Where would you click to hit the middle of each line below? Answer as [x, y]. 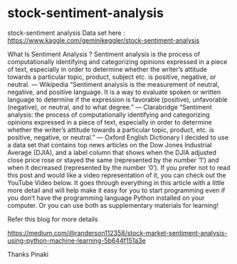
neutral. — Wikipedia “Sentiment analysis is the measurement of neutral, [114, 84]
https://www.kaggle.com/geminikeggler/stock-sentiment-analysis [104, 40]
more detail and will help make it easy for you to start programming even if [116, 190]
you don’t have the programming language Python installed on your [106, 198]
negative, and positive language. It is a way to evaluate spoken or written [114, 92]
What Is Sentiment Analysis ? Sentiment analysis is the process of [104, 54]
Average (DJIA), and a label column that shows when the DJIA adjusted [112, 152]
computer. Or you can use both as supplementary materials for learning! [113, 205]
